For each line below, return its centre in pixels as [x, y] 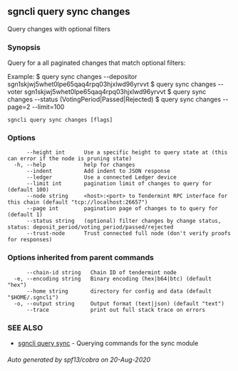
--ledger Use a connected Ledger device [101, 177]
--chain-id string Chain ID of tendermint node [101, 272]
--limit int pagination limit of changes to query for [119, 184]
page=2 [19, 107]
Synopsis [24, 47]
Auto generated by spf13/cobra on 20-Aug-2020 [79, 360]
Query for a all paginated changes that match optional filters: [97, 63]
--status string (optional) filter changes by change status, [124, 221]
